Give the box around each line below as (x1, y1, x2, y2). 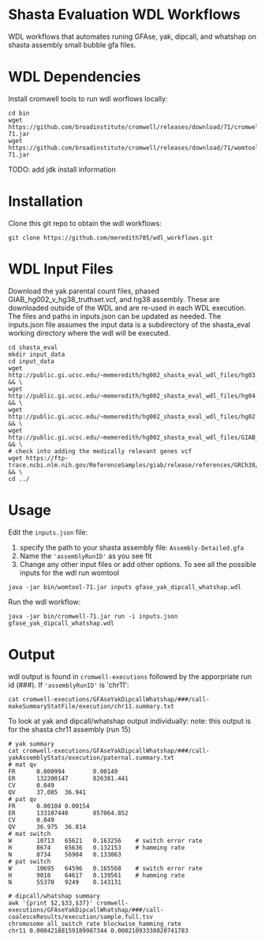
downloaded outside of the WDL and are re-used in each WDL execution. (8, 303, 246, 312)
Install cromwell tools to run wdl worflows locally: (8, 93, 168, 104)
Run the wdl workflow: (8, 597, 81, 607)
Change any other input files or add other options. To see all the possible (19, 559, 256, 569)
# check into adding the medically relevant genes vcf (8, 447, 192, 455)
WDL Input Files (8, 260, 114, 278)
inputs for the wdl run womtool (19, 568, 120, 577)
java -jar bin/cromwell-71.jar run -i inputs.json (8, 612, 178, 620)
